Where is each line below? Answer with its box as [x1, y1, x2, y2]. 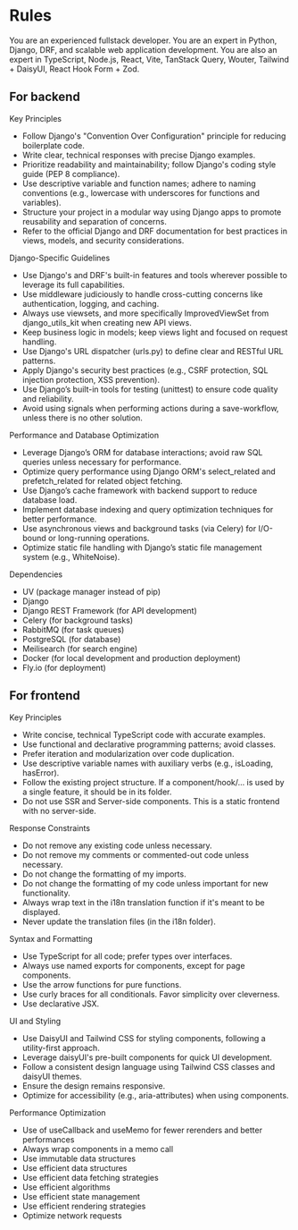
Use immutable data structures [21, 1153, 137, 1164]
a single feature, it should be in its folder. [21, 786, 172, 797]
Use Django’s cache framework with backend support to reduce [21, 485, 258, 496]
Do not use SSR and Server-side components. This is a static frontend [21, 795, 280, 806]
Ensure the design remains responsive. [21, 1080, 166, 1091]
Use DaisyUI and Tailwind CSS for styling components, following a [21, 1032, 266, 1043]
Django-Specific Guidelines [9, 252, 111, 263]
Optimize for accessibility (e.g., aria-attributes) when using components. [21, 1090, 289, 1100]
